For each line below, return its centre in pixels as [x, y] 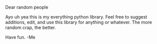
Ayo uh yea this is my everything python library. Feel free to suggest [76, 17]
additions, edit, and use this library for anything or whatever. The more [79, 22]
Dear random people [27, 7]
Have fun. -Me [20, 37]
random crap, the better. [31, 27]
